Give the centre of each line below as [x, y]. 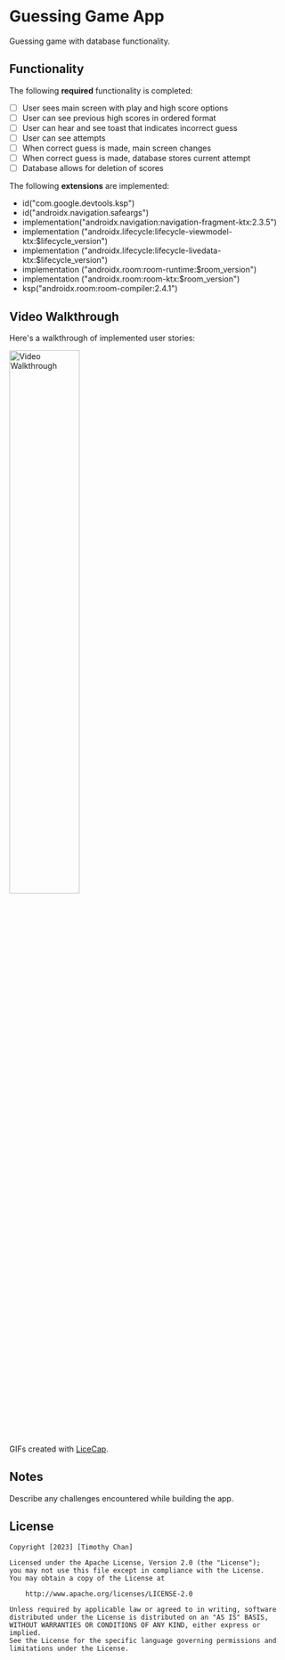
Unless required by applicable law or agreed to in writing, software [143, 1609]
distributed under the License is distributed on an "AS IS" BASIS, [139, 1617]
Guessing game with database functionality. [90, 41]
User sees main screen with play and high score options [125, 108]
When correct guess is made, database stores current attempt [136, 159]
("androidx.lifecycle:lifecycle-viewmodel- [157, 232]
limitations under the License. [69, 1648]
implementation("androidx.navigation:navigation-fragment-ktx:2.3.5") [150, 222]
